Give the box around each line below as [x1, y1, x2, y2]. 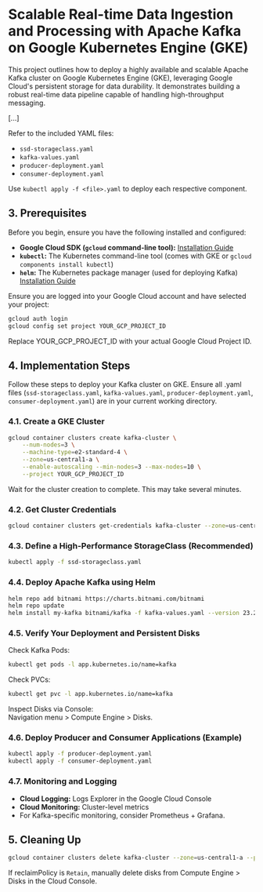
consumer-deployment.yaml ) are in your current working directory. [8, 396, 218, 406]
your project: [8, 300, 49, 309]
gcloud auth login [8, 315, 68, 322]
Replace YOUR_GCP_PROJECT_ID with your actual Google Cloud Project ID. [8, 336, 252, 346]
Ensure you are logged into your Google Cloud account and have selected [8, 291, 247, 300]
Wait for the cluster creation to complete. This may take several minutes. [8, 484, 242, 493]
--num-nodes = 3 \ [22, 441, 76, 449]
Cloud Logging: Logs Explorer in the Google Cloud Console [19, 794, 212, 803]
